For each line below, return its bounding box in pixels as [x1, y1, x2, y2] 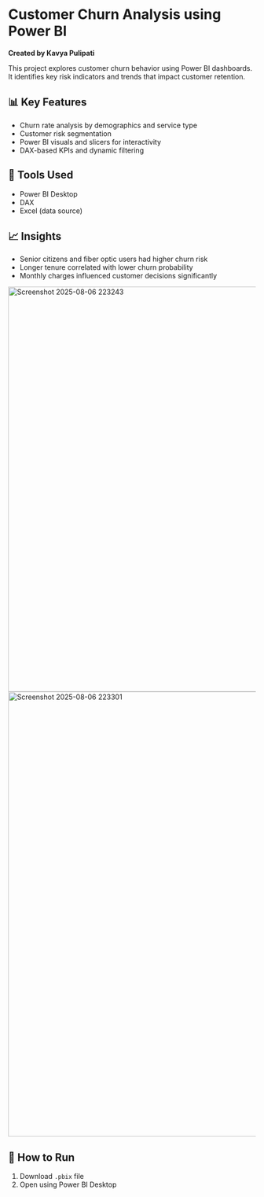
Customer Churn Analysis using [8, 6, 222, 24]
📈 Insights [8, 230, 62, 243]
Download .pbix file [19, 1172, 84, 1181]
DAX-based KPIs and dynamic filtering [19, 145, 144, 155]
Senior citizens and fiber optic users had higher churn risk [19, 254, 208, 264]
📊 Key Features [8, 96, 87, 109]
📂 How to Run [8, 1151, 75, 1164]
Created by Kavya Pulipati [8, 48, 95, 57]
